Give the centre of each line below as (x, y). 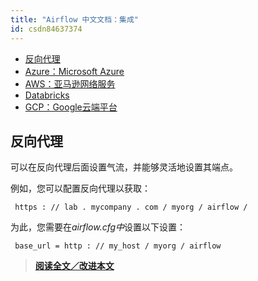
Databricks (47, 95)
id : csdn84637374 (46, 29)
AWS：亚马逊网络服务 (70, 83)
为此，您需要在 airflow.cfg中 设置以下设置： (98, 227)
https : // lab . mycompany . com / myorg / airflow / (131, 207)
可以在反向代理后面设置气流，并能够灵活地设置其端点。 (124, 167)
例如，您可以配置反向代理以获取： (80, 188)
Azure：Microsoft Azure (74, 71)
